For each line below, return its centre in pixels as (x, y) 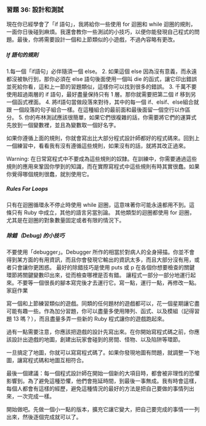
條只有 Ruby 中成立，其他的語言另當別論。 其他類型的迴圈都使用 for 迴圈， (101, 212)
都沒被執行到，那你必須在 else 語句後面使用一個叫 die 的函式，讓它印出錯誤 (102, 79)
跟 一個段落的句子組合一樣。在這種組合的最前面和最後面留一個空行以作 (96, 110)
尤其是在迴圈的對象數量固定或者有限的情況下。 (65, 220)
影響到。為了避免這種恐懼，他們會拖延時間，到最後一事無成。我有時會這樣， (103, 381)
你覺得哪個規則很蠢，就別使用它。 (49, 174)
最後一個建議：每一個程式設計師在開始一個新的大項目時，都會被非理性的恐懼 (103, 373)
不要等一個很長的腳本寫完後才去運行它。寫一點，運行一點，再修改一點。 (108, 283)
